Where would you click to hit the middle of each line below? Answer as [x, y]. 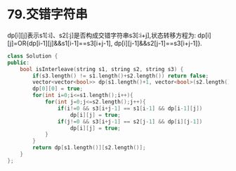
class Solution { [33, 56]
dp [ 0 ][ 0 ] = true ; [58, 89]
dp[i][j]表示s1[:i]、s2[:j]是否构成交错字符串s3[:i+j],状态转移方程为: [102, 35]
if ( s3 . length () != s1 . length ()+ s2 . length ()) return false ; [121, 76]
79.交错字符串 [47, 14]
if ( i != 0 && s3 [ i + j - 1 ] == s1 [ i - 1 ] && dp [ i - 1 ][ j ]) [130, 108]
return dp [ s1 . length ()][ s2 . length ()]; [89, 148]
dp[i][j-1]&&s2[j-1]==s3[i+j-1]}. [158, 43]
